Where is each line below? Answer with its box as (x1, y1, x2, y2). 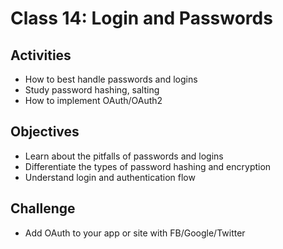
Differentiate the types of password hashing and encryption (24, 160, 272, 172)
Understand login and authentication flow (24, 171, 196, 183)
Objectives (10, 123, 80, 141)
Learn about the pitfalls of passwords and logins (24, 150, 224, 162)
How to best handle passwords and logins (24, 73, 198, 85)
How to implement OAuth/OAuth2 (24, 95, 163, 106)
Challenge (10, 200, 76, 217)
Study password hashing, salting (24, 84, 160, 96)
